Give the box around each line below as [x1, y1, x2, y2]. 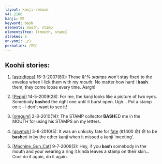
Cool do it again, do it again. [12, 154, 68, 160]
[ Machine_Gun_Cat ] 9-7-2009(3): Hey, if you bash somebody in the [12, 144, 147, 149]
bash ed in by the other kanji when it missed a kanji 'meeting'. [12, 134, 134, 140]
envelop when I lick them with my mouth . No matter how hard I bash [12, 79, 148, 85]
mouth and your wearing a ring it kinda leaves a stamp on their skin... [12, 148, 150, 154]
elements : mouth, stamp [5, 25, 53, 30]
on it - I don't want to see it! [12, 104, 67, 110]
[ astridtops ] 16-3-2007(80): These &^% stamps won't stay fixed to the [12, 74, 152, 80]
